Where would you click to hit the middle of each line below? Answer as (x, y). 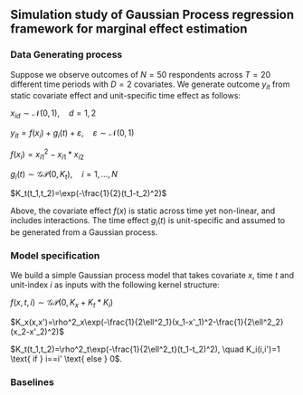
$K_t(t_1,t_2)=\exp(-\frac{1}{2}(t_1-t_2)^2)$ (89, 193)
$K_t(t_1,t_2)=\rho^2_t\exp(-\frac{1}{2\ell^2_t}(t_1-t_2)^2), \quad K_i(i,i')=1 (145, 349)
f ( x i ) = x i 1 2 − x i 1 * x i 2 (47, 155)
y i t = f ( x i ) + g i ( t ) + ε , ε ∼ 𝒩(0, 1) (72, 134)
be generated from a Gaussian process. (84, 232)
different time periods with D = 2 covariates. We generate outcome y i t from (150, 85)
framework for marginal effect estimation (129, 29)
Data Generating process (66, 55)
